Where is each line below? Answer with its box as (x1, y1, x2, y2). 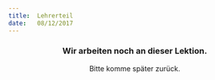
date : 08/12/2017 (8, 19, 74, 27)
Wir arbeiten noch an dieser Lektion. (62, 46, 208, 57)
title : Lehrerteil (8, 11, 74, 20)
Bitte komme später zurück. (89, 63, 181, 73)
